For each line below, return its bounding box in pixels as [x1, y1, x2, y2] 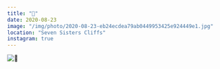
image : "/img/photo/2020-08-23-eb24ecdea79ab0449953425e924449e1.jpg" [7, 23, 214, 29]
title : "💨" [7, 10, 38, 17]
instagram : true [7, 36, 54, 42]
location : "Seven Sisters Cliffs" [7, 29, 107, 36]
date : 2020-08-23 [7, 16, 57, 23]
